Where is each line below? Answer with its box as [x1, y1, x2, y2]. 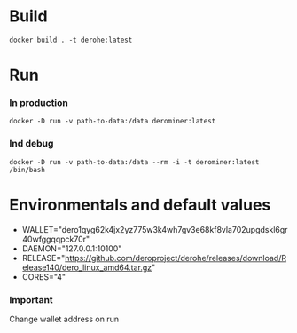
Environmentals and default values [9, 194, 271, 215]
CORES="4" [21, 271, 66, 281]
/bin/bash [9, 165, 46, 174]
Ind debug [9, 138, 54, 150]
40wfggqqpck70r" [21, 234, 90, 244]
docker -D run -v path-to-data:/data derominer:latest [9, 117, 216, 126]
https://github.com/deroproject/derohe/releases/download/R [65, 252, 286, 263]
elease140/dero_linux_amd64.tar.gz [21, 262, 152, 273]
